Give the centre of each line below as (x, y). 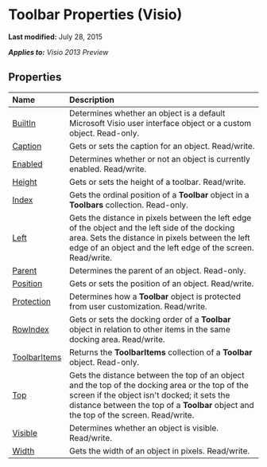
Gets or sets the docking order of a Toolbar (150, 319)
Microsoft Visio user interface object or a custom (160, 123)
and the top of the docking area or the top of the (159, 385)
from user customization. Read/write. (138, 306)
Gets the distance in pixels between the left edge (160, 218)
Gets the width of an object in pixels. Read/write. (159, 450)
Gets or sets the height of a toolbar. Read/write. (157, 182)
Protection (32, 301)
